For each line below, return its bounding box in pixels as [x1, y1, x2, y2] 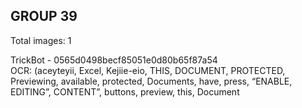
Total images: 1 [10, 34, 72, 46]
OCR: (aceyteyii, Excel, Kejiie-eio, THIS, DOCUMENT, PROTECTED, [10, 64, 286, 76]
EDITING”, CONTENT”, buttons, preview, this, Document [10, 85, 240, 98]
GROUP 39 [10, 8, 78, 25]
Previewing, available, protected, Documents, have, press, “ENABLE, [10, 75, 293, 87]
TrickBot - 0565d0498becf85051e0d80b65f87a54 [10, 54, 218, 66]
